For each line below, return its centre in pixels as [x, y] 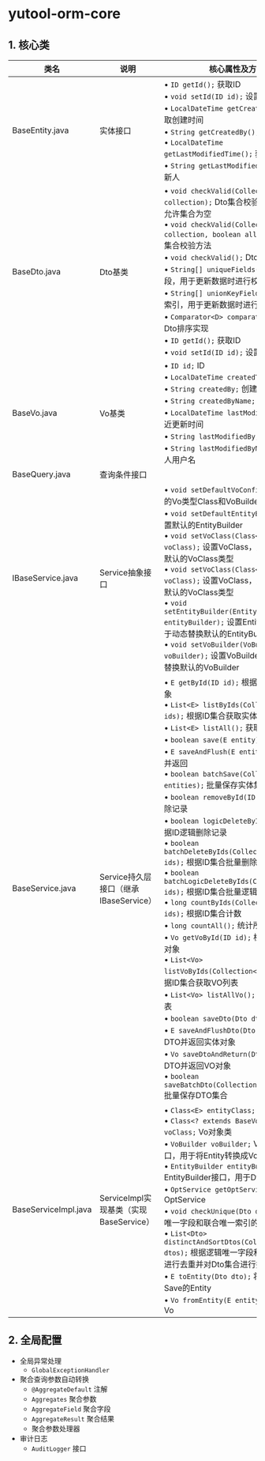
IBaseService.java [45, 578]
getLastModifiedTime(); [209, 154]
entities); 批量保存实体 [209, 785]
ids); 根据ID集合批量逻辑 [211, 892]
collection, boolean [202, 234]
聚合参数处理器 [56, 1429]
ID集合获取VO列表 [205, 983]
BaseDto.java [37, 272]
